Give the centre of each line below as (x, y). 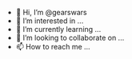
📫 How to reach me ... (53, 47)
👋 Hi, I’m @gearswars (51, 12)
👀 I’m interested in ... (50, 21)
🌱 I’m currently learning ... (58, 29)
